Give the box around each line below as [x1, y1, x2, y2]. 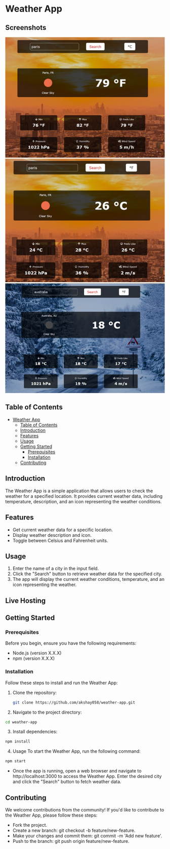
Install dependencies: [12, 728, 58, 735]
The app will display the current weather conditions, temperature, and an [12, 576, 164, 582]
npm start [5, 759, 26, 764]
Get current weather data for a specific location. [12, 527, 113, 533]
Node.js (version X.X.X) [12, 650, 62, 656]
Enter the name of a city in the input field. [12, 566, 99, 572]
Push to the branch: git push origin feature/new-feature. [12, 838, 130, 844]
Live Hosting [5, 596, 46, 605]
